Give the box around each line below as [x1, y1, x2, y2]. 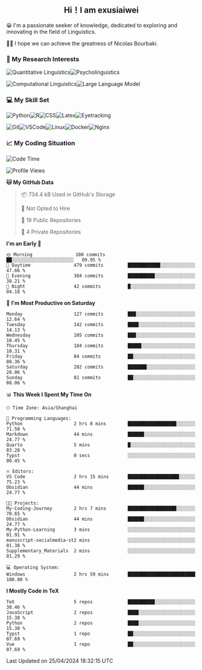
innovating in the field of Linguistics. [6, 28, 96, 35]
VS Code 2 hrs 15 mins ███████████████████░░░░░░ [6, 473, 196, 479]
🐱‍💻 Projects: [6, 500, 39, 506]
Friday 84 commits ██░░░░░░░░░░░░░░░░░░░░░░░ [6, 353, 196, 360]
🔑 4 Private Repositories [21, 228, 81, 235]
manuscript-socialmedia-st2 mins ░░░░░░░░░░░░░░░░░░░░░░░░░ [6, 537, 196, 543]
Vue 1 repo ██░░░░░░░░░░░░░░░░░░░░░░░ [6, 641, 196, 647]
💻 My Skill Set [6, 96, 49, 104]
